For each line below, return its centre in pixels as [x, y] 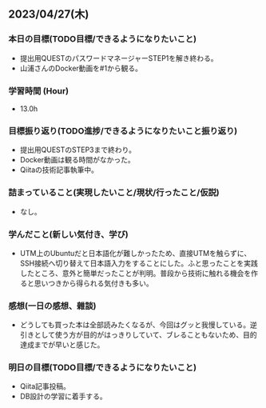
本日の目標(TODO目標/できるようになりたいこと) [103, 39]
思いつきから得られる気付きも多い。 [93, 283]
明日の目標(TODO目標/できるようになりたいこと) [103, 368]
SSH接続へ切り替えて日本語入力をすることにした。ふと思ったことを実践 [139, 263]
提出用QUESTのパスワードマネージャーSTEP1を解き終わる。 [119, 58]
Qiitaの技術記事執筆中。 [59, 170]
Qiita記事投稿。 [45, 386]
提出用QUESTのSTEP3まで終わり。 [77, 150]
